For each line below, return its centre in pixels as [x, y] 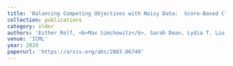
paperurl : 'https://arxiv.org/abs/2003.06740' [76, 52]
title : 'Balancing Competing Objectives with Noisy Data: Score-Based [113, 13]
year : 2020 [23, 45]
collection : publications [44, 20]
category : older [31, 26]
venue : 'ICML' [28, 39]
